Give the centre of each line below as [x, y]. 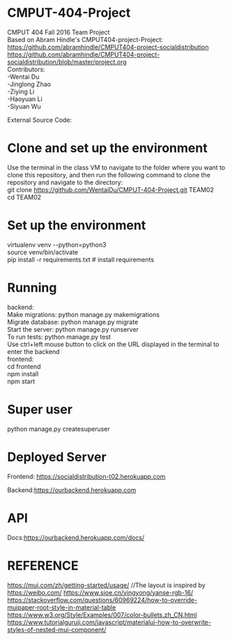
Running [32, 288]
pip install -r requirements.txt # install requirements [81, 259]
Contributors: [26, 69]
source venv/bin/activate [43, 252]
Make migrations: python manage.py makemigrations [84, 314]
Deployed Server [57, 457]
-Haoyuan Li [25, 98]
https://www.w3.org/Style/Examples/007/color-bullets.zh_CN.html [102, 614]
